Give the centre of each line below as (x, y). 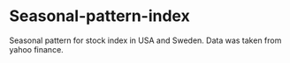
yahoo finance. (36, 49)
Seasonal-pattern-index (99, 16)
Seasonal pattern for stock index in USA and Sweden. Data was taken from (145, 40)
